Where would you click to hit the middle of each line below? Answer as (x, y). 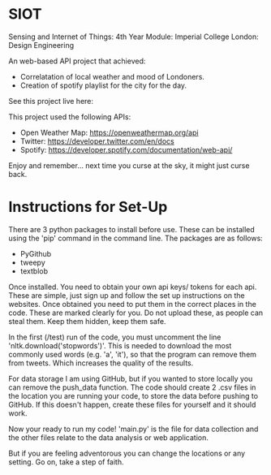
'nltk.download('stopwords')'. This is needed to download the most (120, 345)
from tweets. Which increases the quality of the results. (101, 363)
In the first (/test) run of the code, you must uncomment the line (115, 337)
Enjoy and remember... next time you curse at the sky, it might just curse (129, 165)
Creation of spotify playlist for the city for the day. (103, 85)
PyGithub (36, 253)
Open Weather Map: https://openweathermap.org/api (109, 132)
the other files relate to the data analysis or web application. (109, 437)
